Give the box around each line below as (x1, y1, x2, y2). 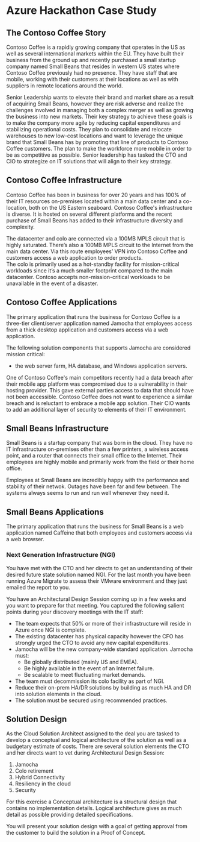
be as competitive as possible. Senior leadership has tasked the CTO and (6, 151, 187, 159)
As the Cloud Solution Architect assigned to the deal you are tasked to (6, 730, 180, 737)
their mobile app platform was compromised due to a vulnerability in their (6, 380, 187, 388)
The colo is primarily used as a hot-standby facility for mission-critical (6, 260, 180, 268)
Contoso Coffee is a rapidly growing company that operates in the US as (6, 43, 186, 51)
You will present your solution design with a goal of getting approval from (6, 823, 187, 830)
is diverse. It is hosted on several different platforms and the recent (6, 210, 172, 218)
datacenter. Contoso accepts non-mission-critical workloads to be (6, 273, 171, 280)
